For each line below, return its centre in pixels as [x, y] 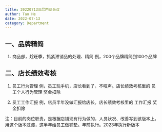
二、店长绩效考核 [31, 73]
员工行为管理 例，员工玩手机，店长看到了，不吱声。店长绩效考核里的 [81, 86]
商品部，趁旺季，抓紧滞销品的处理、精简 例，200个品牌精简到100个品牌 [84, 57]
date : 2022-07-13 [23, 18]
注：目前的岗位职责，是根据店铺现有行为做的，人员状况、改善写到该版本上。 [82, 118]
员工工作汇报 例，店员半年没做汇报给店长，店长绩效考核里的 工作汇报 [82, 102]
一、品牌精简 [24, 44]
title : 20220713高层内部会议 [32, 9]
